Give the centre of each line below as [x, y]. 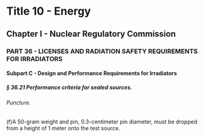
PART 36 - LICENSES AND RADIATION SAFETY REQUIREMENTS [102, 51]
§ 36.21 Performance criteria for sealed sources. [69, 87]
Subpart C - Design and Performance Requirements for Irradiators [92, 73]
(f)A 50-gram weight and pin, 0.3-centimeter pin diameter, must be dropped [102, 122]
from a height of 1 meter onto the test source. [63, 128]
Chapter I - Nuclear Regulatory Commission [91, 34]
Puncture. [19, 103]
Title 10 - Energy [49, 11]
